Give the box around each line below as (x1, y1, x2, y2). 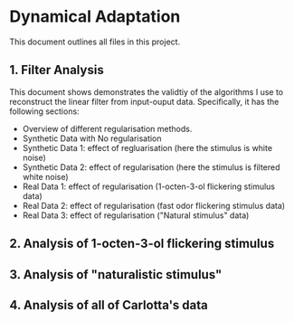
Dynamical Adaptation (9, 6, 181, 27)
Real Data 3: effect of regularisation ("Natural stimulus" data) (22, 210, 250, 221)
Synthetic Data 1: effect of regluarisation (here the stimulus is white (22, 142, 273, 153)
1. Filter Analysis (9, 62, 104, 78)
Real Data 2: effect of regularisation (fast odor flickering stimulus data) (22, 200, 286, 211)
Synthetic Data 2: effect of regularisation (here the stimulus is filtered (22, 161, 280, 173)
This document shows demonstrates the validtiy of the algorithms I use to (9, 86, 283, 97)
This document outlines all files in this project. (9, 36, 181, 47)
